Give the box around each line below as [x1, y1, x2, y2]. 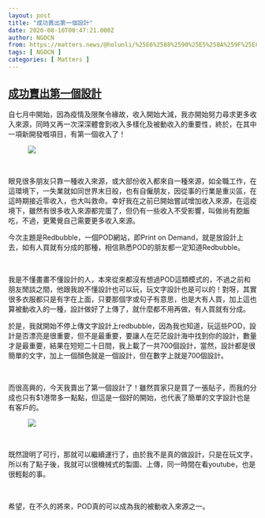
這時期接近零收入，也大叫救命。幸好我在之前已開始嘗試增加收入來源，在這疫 [8, 195, 257, 206]
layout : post [8, 11, 51, 20]
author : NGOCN [8, 33, 55, 42]
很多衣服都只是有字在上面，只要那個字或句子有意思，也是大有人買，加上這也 [8, 294, 257, 304]
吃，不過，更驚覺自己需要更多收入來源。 [8, 215, 140, 225]
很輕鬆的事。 [8, 469, 50, 478]
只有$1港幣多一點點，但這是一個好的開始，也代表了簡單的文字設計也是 [21, 392, 251, 402]
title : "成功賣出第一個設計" [8, 19, 93, 27]
